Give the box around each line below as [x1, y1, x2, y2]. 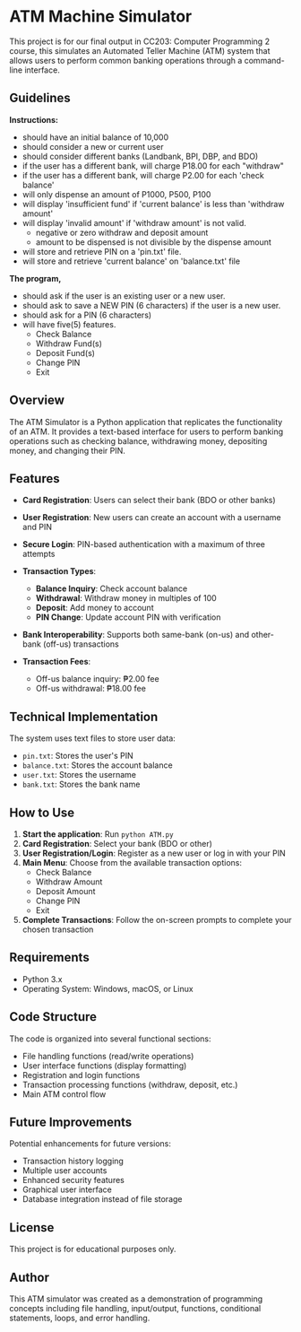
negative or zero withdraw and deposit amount [35, 227, 209, 238]
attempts [21, 549, 56, 560]
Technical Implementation [9, 709, 159, 724]
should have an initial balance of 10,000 [21, 132, 168, 143]
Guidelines [9, 91, 71, 106]
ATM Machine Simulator [9, 6, 193, 27]
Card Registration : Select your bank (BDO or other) [21, 839, 213, 849]
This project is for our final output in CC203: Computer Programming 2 [9, 36, 271, 47]
